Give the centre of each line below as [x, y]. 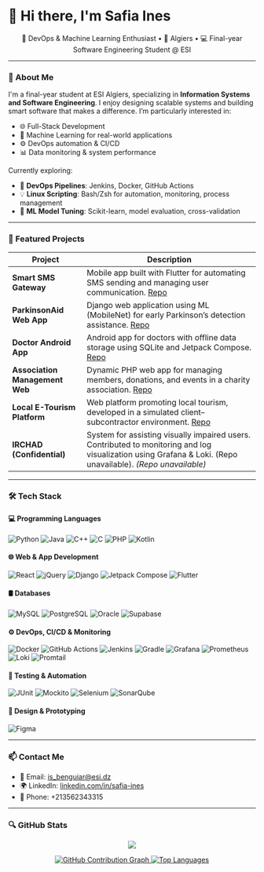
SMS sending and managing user [148, 282]
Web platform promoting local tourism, [157, 402]
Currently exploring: [40, 170]
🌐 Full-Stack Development [62, 126]
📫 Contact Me [36, 757]
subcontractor [112, 422]
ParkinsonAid [38, 310]
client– [193, 412]
